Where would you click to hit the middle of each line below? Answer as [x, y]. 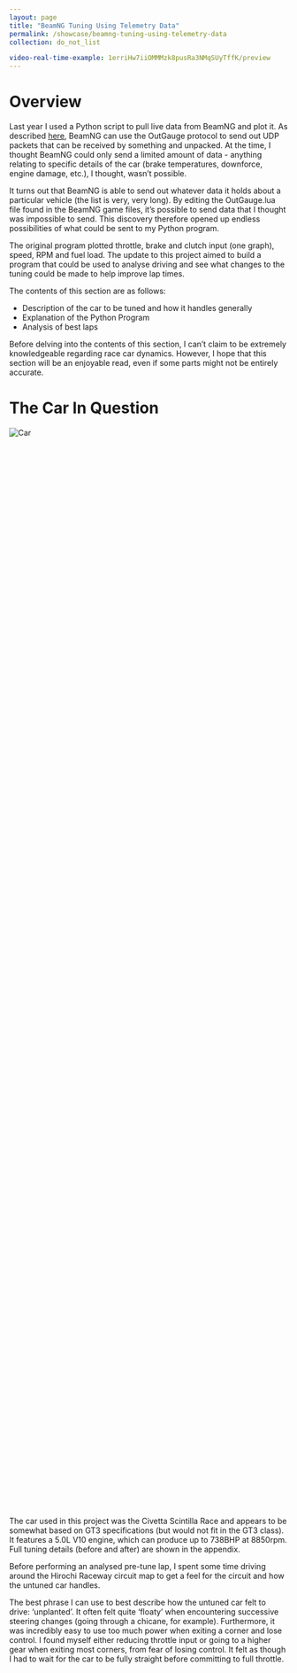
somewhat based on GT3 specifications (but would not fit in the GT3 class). [147, 1530]
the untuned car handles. [55, 1585]
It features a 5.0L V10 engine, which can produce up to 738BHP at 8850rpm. [148, 1540]
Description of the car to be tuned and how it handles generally [137, 308]
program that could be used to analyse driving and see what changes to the [147, 265]
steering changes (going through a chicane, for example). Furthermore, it [142, 1621]
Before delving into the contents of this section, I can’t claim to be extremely [148, 344]
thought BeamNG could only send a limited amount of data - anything [136, 155]
